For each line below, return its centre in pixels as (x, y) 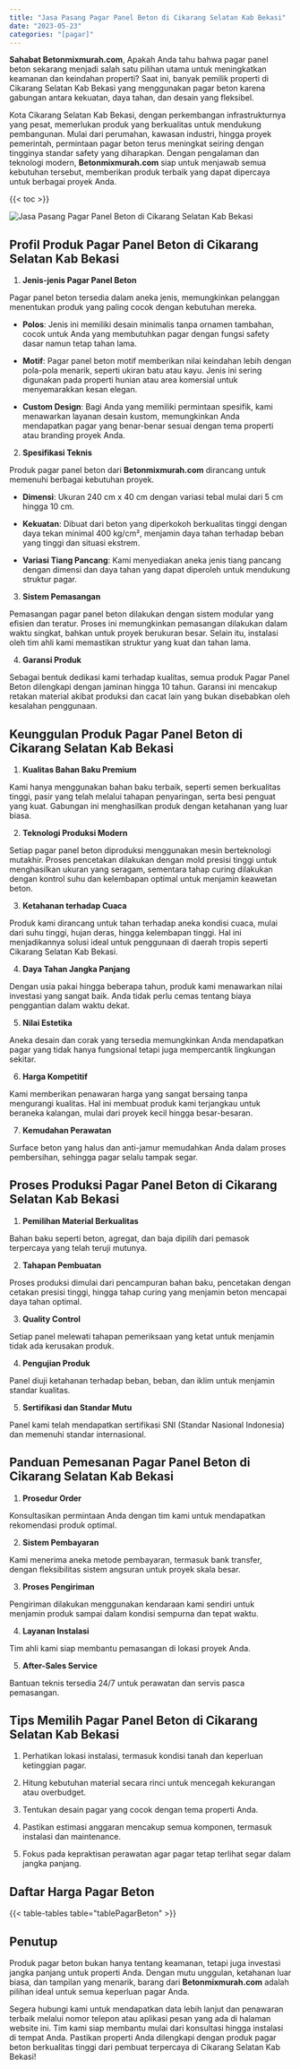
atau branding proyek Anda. (73, 435)
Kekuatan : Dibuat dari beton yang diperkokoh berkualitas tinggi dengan (154, 524)
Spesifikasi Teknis (57, 453)
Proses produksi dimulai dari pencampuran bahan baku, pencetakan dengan (150, 1282)
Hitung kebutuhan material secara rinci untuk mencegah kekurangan (149, 1783)
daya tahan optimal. (46, 1301)
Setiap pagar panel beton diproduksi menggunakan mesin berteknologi (140, 850)
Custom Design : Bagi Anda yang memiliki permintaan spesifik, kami (147, 407)
